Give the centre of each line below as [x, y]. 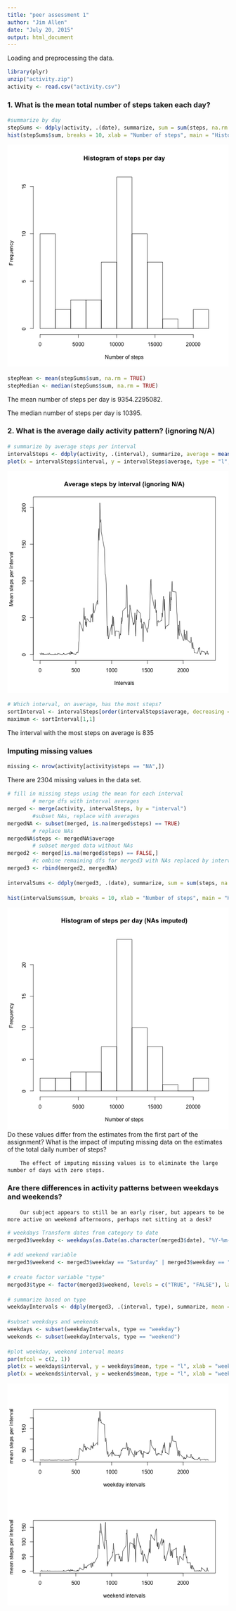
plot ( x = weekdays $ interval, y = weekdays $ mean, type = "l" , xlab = [110, 1366]
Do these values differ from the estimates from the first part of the [103, 1135]
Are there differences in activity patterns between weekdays [113, 1188]
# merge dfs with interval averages [86, 801]
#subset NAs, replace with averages [86, 816]
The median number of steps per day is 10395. [75, 413]
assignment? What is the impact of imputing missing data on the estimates [115, 1142]
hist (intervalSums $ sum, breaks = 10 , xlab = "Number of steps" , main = [114, 898]
